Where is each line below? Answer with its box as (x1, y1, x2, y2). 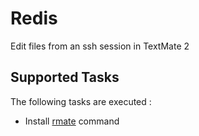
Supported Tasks (10, 69, 120, 86)
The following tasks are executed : (10, 95, 152, 107)
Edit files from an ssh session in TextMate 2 (10, 40, 190, 52)
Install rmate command (24, 115, 120, 127)
